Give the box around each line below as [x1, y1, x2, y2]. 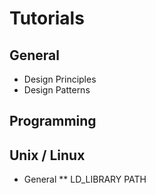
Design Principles [23, 73, 97, 85]
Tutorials [9, 7, 85, 30]
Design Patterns [23, 84, 91, 96]
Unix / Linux [9, 147, 86, 164]
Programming [9, 113, 97, 130]
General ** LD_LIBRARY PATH [23, 173, 147, 186]
